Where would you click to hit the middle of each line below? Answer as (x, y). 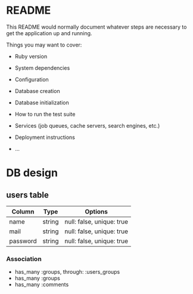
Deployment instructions (45, 137)
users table (28, 195)
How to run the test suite (45, 114)
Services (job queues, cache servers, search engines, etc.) (87, 125)
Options (96, 211)
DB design (32, 173)
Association (24, 259)
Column (23, 211)
